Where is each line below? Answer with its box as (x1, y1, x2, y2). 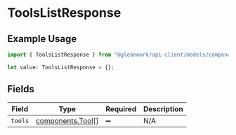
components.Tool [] (35, 115, 99, 125)
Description (143, 104, 184, 113)
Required (105, 104, 137, 113)
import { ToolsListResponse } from (7, 51, 112, 58)
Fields (7, 83, 35, 95)
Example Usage (7, 33, 77, 45)
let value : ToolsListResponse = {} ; (7, 64, 114, 71)
